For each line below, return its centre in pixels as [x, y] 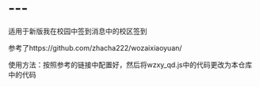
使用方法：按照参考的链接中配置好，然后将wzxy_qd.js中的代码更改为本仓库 [130, 64]
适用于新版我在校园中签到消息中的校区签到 [78, 31]
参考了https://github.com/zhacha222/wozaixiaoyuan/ [95, 47]
